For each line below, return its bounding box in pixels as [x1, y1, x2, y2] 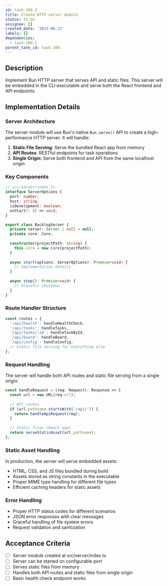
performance [5, 135, 33, 141]
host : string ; [10, 199, 39, 204]
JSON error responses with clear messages [12, 514, 104, 520]
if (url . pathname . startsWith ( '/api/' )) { [10, 406, 99, 411]
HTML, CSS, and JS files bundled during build [12, 468, 109, 474]
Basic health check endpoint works [12, 575, 86, 581]
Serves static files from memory [12, 564, 80, 570]
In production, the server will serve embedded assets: [5, 458, 118, 465]
